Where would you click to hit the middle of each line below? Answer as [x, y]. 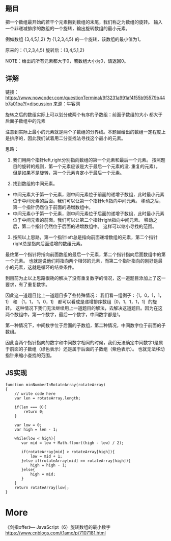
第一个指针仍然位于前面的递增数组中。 [53, 207]
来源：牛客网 [67, 104]
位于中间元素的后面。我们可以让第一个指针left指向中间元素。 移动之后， [88, 201]
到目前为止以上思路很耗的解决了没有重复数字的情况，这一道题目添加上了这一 [85, 278]
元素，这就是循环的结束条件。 [45, 267]
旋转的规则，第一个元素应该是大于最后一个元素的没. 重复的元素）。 [91, 166]
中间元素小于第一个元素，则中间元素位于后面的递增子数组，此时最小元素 [88, 214]
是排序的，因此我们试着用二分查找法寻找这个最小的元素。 [65, 138]
